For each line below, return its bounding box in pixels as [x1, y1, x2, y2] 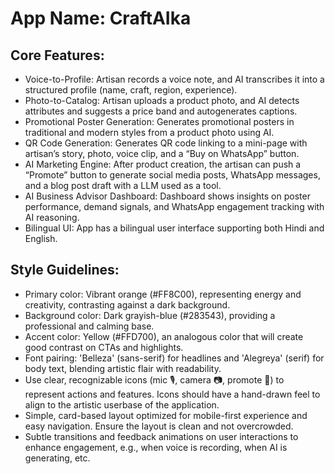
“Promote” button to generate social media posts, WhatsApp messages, [24, 169, 321, 181]
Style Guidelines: [10, 262, 120, 279]
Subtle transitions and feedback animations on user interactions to [24, 430, 299, 442]
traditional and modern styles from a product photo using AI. [24, 127, 275, 138]
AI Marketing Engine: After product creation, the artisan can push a [24, 158, 302, 170]
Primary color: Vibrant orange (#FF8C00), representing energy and [24, 288, 302, 300]
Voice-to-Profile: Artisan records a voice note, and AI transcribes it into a [24, 73, 325, 85]
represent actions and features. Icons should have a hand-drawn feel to [24, 388, 321, 400]
